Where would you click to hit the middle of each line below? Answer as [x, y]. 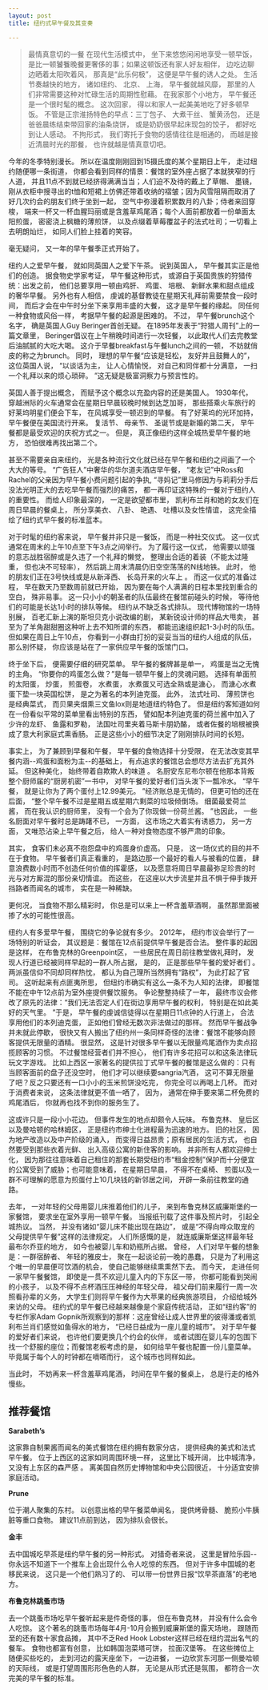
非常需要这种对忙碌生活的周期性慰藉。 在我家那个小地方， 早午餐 [142, 94]
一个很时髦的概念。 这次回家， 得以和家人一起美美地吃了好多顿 [138, 104]
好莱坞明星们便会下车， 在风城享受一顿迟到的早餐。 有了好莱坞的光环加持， [133, 412]
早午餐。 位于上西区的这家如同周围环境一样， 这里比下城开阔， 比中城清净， [134, 1458]
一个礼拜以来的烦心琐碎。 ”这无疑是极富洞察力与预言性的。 [106, 375]
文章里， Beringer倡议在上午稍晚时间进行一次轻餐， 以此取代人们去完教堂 [136, 335]
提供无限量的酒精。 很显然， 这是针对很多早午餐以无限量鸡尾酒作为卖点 [132, 1042]
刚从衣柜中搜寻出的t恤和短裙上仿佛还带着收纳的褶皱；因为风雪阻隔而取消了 [132, 191]
